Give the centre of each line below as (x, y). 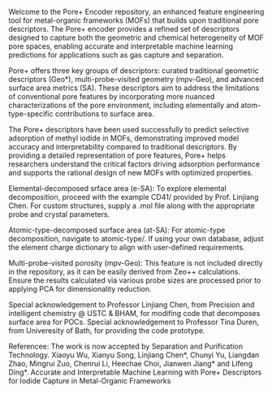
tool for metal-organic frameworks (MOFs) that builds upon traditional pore (134, 20)
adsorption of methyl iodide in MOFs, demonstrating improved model (124, 138)
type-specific (31, 114)
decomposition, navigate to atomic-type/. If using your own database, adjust (136, 238)
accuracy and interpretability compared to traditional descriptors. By (123, 147)
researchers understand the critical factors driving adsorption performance (134, 164)
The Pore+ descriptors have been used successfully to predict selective (129, 130)
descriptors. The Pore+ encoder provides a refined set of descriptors (124, 29)
